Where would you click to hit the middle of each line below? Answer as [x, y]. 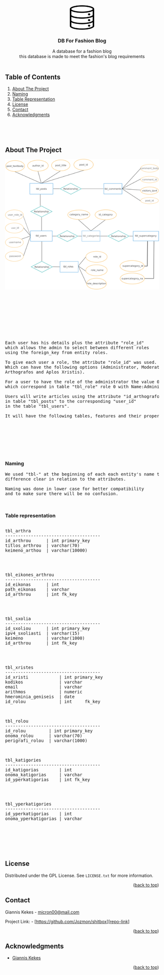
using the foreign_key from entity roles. [57, 353]
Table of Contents [33, 77]
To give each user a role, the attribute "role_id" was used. [81, 362]
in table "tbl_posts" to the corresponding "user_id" [71, 401]
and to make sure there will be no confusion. [62, 494]
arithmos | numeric [44, 692]
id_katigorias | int [39, 770]
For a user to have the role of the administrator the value [80, 382]
